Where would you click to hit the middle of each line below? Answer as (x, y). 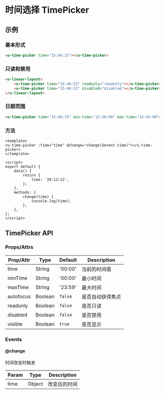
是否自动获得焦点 (101, 296)
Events (14, 339)
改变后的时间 (63, 384)
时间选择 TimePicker (47, 10)
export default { (23, 167)
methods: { (25, 193)
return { (32, 175)
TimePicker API (29, 233)
